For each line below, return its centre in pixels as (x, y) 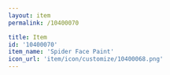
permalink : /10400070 (44, 23)
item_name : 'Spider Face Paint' (61, 52)
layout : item (30, 15)
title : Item (28, 37)
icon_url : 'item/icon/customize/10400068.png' (86, 59)
